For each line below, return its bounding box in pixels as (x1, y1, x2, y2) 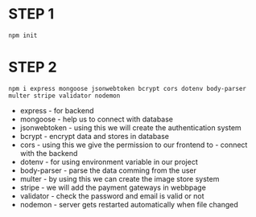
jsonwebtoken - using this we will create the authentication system (19, 122, 242, 133)
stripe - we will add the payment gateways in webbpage (19, 182, 207, 192)
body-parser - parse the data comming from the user (19, 166, 197, 175)
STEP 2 (8, 58, 58, 76)
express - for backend (19, 105, 94, 115)
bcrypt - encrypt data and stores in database (19, 131, 170, 141)
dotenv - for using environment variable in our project (19, 157, 199, 166)
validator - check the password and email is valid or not (19, 190, 204, 201)
